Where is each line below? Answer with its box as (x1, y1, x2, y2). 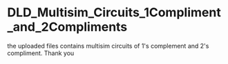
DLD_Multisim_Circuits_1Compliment (7, 5, 221, 20)
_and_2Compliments (7, 19, 128, 35)
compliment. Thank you (7, 49, 75, 57)
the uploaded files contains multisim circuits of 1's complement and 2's (7, 42, 209, 50)
